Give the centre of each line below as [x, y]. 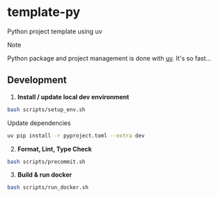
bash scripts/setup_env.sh [46, 109]
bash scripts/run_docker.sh [48, 188]
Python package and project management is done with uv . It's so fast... [109, 58]
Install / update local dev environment [73, 97]
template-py [44, 12]
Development [37, 80]
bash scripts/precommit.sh [46, 162]
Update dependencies [39, 123]
